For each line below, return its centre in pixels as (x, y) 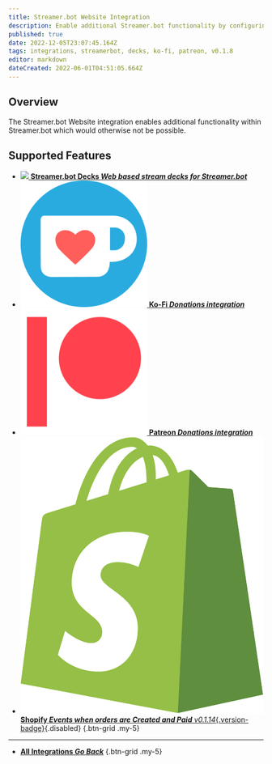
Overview (34, 102)
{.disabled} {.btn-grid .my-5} (92, 728)
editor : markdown (38, 60)
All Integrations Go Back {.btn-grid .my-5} (91, 751)
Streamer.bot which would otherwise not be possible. (97, 130)
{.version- (232, 719)
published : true (36, 34)
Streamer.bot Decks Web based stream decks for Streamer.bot (139, 176)
